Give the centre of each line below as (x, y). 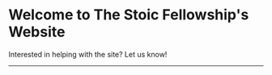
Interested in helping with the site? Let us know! (88, 54)
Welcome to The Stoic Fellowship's (129, 15)
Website (37, 32)
